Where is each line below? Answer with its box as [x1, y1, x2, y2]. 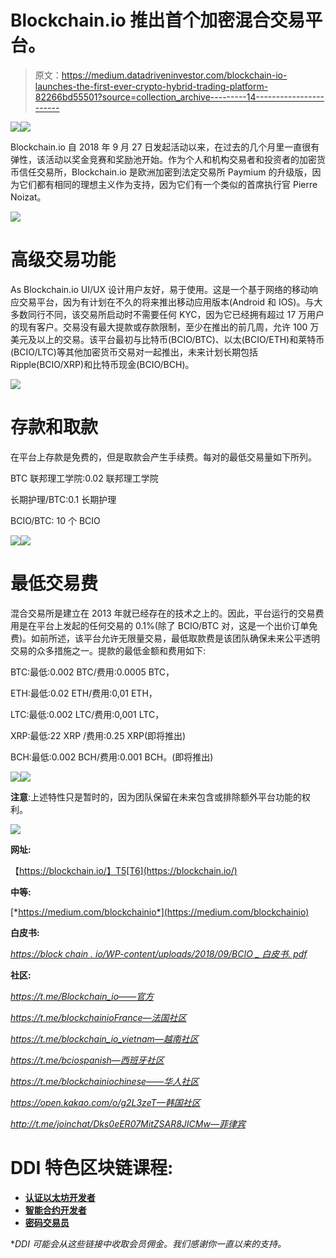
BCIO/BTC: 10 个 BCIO [10, 514, 101, 526]
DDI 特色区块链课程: [10, 1156, 174, 1179]
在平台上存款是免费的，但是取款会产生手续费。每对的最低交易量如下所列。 [10, 451, 317, 463]
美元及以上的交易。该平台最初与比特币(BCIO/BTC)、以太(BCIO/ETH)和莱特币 [10, 333, 325, 345]
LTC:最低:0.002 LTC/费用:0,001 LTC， [10, 708, 165, 720]
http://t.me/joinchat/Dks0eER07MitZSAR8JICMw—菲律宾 [10, 1117, 246, 1130]
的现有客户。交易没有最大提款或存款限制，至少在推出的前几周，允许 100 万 [10, 321, 320, 333]
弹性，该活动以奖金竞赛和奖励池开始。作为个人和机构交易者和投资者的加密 [10, 153, 317, 165]
